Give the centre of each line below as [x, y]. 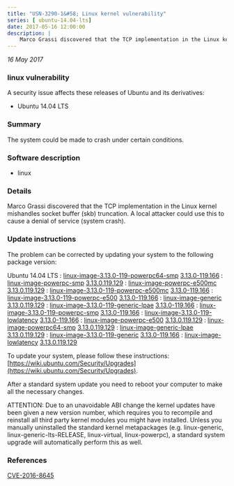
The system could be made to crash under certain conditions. [96, 140]
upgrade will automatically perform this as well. [75, 442]
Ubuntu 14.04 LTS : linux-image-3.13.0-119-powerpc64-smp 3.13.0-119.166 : [115, 275]
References [27, 460]
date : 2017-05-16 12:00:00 [46, 27]
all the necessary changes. [46, 391]
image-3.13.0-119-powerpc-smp [53, 312]
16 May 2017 [25, 59]
